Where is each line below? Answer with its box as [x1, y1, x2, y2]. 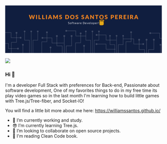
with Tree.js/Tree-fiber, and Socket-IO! [5, 98, 84, 104]
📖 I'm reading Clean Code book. [12, 133, 78, 139]
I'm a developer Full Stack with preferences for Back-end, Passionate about [5, 82, 160, 88]
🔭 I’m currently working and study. [12, 117, 83, 123]
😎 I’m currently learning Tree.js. [12, 122, 79, 128]
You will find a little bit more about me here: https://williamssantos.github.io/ [5, 107, 161, 113]
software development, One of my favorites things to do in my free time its [5, 87, 158, 93]
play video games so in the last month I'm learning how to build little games [5, 92, 160, 98]
